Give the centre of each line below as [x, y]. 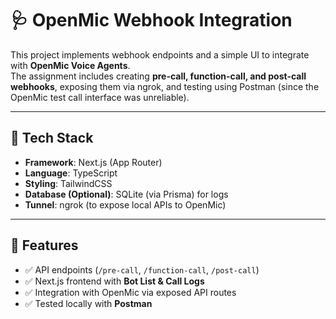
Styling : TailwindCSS [68, 183]
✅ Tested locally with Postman [88, 303]
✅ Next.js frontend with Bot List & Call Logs [114, 281]
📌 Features [44, 245]
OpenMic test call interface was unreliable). [100, 97]
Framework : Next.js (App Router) [93, 162]
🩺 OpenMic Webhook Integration [151, 20]
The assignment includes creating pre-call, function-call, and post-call [158, 76]
